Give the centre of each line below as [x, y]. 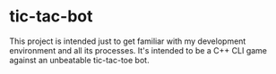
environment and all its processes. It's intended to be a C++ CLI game [138, 50]
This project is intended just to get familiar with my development [128, 41]
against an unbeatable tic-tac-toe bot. [79, 60]
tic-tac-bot [51, 16]
